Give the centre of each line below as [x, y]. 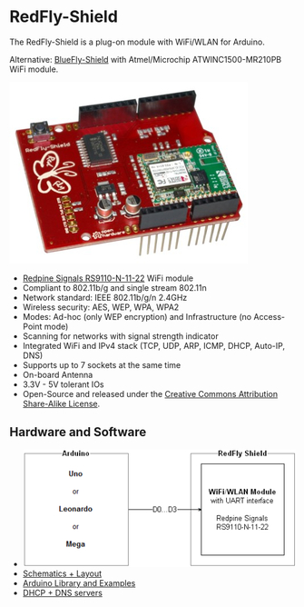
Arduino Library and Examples [79, 582]
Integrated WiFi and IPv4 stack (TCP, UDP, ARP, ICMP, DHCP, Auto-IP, [154, 345]
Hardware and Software [78, 432]
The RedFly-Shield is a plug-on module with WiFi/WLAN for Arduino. [137, 42]
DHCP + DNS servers [62, 592]
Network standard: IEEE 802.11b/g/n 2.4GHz [105, 297]
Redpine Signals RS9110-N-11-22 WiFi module [108, 278]
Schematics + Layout [62, 573]
